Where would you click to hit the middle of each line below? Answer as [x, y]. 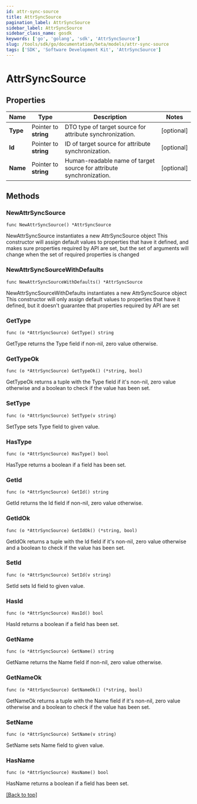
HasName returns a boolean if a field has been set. [67, 783]
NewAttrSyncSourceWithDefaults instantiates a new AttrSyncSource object [96, 293]
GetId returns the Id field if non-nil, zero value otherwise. [75, 503]
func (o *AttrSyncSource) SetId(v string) [59, 575]
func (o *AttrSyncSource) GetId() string [57, 492]
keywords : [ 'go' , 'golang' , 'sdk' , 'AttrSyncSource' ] [73, 39]
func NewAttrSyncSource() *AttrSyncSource [59, 225]
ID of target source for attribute [108, 143]
